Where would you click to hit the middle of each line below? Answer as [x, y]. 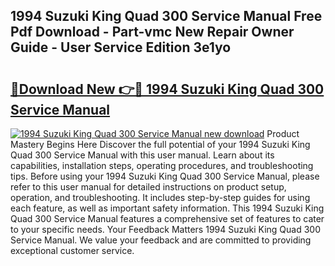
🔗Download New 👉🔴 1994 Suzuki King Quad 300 [167, 89]
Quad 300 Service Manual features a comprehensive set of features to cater [167, 218]
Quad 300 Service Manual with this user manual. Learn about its [142, 155]
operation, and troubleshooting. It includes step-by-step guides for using [160, 197]
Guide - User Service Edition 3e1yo [121, 47]
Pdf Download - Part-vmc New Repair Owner [152, 32]
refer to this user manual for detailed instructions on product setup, [148, 187]
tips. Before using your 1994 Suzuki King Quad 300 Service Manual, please [165, 176]
